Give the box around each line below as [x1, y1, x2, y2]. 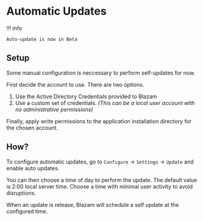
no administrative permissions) [15, 106, 93, 113]
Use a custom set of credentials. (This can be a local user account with [15, 99, 195, 106]
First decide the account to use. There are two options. [6, 81, 144, 88]
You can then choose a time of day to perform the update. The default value [6, 176, 198, 184]
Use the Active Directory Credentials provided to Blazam [15, 93, 157, 100]
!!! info [6, 24, 23, 32]
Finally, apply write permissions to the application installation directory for [6, 117, 192, 125]
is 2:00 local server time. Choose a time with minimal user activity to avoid [6, 183, 193, 190]
